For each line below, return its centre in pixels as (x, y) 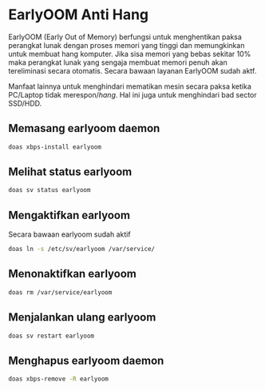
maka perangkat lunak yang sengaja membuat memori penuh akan (118, 62)
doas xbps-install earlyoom (55, 147)
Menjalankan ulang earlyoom (82, 317)
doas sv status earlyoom (49, 190)
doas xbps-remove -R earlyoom (59, 379)
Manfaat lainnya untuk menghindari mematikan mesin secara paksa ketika (130, 86)
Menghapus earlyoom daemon (86, 360)
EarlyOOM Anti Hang (79, 15)
